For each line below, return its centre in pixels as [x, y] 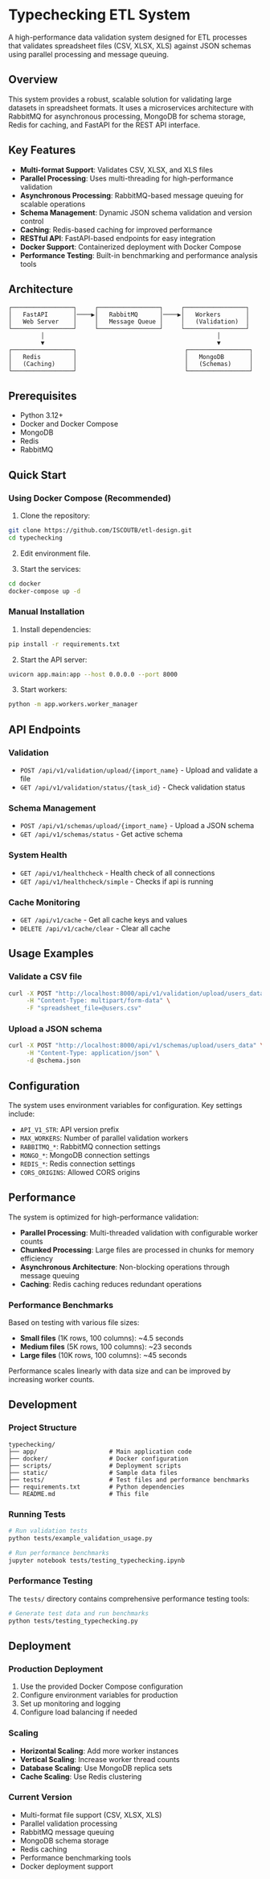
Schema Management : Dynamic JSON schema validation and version [136, 212]
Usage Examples [51, 954]
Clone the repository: [55, 515]
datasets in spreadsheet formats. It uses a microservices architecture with [131, 107]
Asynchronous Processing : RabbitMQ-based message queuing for [131, 195]
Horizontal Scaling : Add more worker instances [99, 1751]
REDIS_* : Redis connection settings [78, 1164]
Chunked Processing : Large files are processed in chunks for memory [137, 1250]
